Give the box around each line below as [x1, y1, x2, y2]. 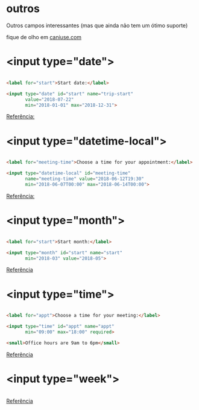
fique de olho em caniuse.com [6, 33, 82, 40]
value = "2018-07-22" [25, 96, 74, 103]
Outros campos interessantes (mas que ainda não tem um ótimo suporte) [6, 22, 188, 29]
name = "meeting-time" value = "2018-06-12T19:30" [25, 176, 145, 182]
